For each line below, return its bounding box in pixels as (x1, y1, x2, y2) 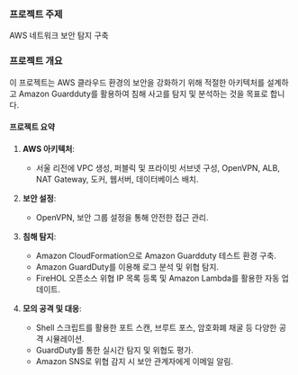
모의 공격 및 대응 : (22, 303, 82, 314)
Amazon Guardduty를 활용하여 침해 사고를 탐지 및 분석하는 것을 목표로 (18, 88, 268, 99)
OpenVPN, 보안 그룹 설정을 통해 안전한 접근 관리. (35, 211, 209, 222)
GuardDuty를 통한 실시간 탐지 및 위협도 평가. (35, 344, 194, 355)
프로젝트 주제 (9, 7, 63, 20)
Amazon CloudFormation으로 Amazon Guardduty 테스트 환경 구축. (35, 250, 277, 261)
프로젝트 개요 (9, 55, 63, 67)
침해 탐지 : (22, 231, 57, 242)
